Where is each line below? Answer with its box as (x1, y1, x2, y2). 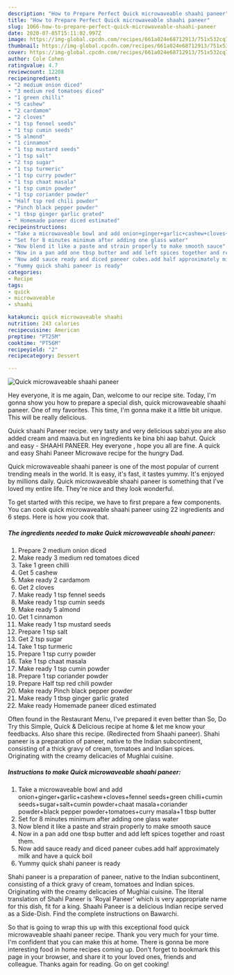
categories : (8, 268, 42, 275)
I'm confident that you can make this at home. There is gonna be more (8, 938, 209, 946)
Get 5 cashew (17, 568, 58, 577)
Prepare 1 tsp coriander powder (17, 672, 108, 680)
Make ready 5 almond (17, 606, 81, 614)
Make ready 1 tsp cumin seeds (17, 598, 106, 606)
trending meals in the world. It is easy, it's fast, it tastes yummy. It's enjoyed (8, 470, 224, 478)
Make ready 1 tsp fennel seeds (17, 590, 106, 599)
